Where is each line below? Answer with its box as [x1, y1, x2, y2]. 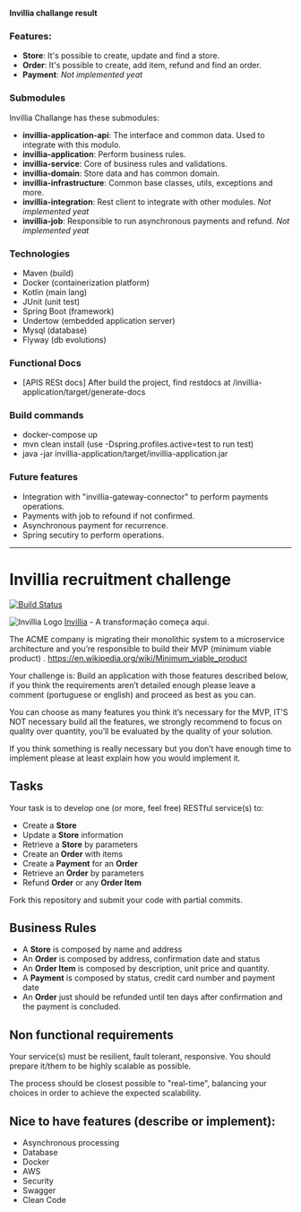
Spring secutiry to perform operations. [21, 529, 165, 540]
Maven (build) [21, 267, 74, 278]
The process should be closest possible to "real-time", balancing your [9, 1078, 267, 1089]
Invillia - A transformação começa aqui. [64, 616, 210, 627]
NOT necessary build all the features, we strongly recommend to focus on [9, 716, 282, 727]
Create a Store [21, 820, 78, 831]
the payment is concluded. [21, 1001, 121, 1012]
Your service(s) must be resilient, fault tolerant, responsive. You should [9, 1051, 271, 1062]
